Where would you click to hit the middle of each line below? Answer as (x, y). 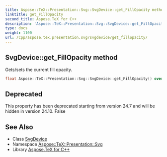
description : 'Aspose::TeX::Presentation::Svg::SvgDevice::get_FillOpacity (85, 24)
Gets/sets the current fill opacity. (39, 70)
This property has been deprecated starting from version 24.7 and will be (80, 106)
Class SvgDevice (30, 139)
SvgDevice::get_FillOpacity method (61, 58)
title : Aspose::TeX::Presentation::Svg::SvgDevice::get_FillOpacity (78, 10)
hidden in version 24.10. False (35, 111)
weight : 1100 (19, 33)
